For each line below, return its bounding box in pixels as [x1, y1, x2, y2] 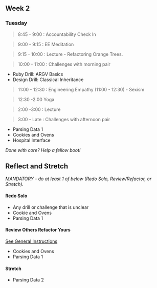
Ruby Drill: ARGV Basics [12, 71, 63, 77]
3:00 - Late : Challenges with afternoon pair [17, 116, 110, 122]
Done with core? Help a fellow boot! [5, 147, 81, 153]
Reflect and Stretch [5, 162, 69, 171]
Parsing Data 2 [12, 277, 44, 283]
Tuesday [5, 20, 28, 27]
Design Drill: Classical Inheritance [12, 76, 84, 83]
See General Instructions [5, 238, 58, 244]
